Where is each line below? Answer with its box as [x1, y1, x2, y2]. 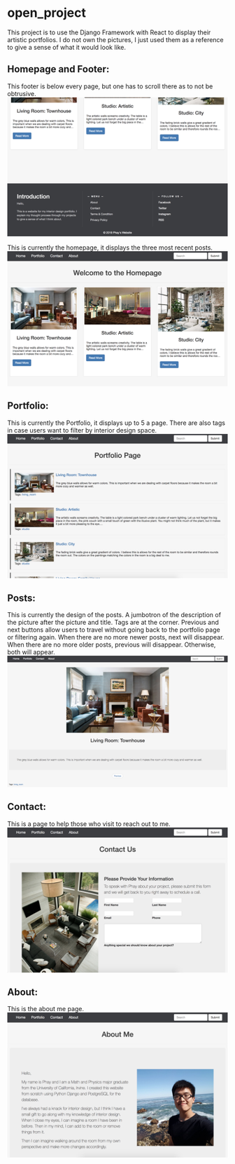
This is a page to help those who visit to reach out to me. [7, 819, 171, 828]
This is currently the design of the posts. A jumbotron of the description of [7, 611, 222, 619]
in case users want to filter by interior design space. [7, 426, 157, 434]
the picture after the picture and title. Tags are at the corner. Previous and [7, 618, 219, 627]
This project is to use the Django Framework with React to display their [7, 28, 211, 36]
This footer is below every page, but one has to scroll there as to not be [7, 82, 213, 90]
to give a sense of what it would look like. [7, 43, 127, 51]
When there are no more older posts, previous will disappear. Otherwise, [7, 640, 216, 649]
